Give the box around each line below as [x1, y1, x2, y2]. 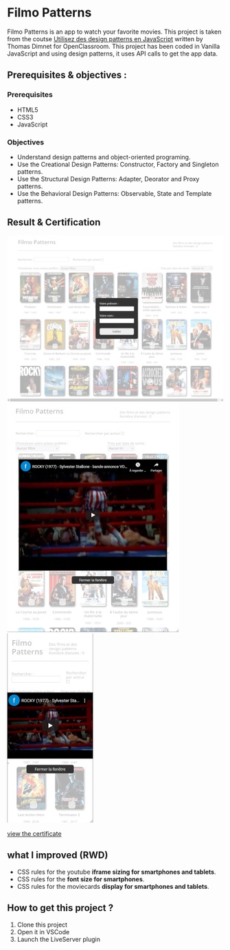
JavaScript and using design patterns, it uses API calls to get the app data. [7, 49, 218, 58]
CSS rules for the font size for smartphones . [16, 874, 145, 883]
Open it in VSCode [16, 927, 70, 936]
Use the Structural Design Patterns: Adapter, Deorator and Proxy [16, 174, 200, 183]
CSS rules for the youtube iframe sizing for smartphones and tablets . [16, 868, 216, 876]
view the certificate [7, 829, 62, 837]
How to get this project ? [7, 902, 114, 914]
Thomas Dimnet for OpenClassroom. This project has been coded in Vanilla [7, 42, 220, 50]
